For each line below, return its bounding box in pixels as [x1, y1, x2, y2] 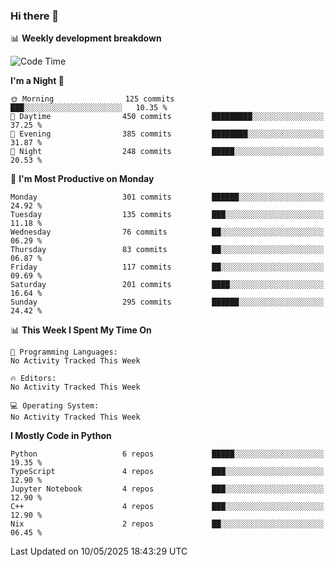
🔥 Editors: [10, 374, 57, 384]
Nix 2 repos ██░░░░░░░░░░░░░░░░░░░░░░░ [10, 519, 325, 529]
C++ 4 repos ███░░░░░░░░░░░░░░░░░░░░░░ [10, 502, 325, 512]
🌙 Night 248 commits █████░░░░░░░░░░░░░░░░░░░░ [10, 147, 325, 157]
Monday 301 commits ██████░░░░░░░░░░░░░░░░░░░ [10, 192, 325, 203]
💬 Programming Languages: [10, 347, 118, 358]
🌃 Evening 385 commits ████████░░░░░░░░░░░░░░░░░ [10, 129, 325, 139]
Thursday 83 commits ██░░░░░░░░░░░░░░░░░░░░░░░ [10, 245, 325, 255]
